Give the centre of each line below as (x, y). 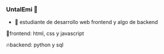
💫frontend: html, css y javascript (45, 33)
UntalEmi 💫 (22, 9)
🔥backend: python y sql (35, 45)
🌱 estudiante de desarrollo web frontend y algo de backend (86, 22)
